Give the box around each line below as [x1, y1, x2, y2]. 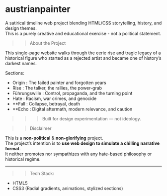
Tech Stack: [29, 170, 55, 176]
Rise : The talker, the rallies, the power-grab [12, 85, 102, 91]
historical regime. [5, 156, 41, 162]
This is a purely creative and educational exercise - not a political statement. [5, 30, 162, 36]
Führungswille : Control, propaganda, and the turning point [12, 90, 133, 96]
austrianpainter [5, 3, 71, 15]
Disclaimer [29, 125, 52, 131]
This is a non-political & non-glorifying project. [5, 135, 103, 141]
